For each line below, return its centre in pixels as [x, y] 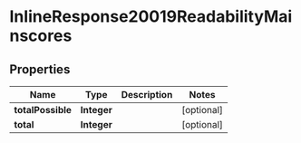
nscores [41, 36]
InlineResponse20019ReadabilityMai [151, 17]
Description [147, 95]
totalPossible [43, 110]
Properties [40, 69]
